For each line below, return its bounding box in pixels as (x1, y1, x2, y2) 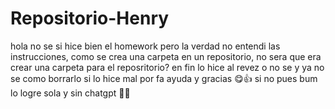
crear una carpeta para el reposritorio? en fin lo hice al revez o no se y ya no (10, 61, 325, 73)
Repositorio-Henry (10, 7, 170, 30)
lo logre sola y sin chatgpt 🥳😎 (10, 87, 131, 99)
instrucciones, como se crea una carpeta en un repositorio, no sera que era (10, 50, 322, 62)
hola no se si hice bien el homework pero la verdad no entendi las (10, 40, 281, 52)
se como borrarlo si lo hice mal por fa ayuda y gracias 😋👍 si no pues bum (10, 72, 318, 84)
